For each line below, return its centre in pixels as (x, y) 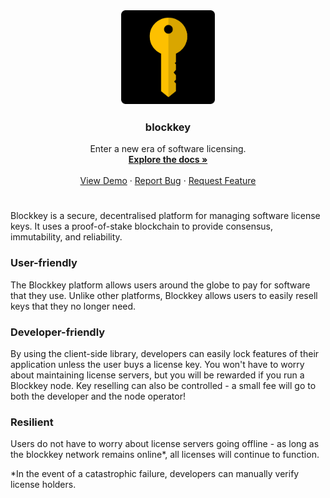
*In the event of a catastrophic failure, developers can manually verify (155, 474)
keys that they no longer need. (73, 306)
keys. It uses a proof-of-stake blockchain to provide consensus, (142, 226)
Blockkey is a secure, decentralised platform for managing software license (165, 216)
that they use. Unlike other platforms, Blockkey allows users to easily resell (164, 295)
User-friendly (44, 263)
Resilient (32, 422)
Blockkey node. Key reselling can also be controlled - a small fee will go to (163, 385)
